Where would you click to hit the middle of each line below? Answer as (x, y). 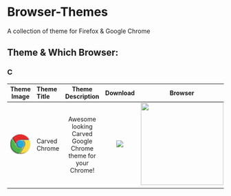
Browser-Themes (58, 12)
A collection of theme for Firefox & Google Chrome (79, 31)
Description (82, 96)
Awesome (82, 119)
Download (120, 93)
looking (82, 126)
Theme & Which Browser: (63, 53)
